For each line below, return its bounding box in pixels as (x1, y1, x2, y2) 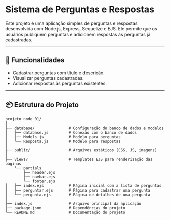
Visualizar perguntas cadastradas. (12, 75, 84, 81)
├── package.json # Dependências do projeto (5, 205, 125, 210)
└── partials (14, 165, 42, 171)
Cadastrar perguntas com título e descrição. (12, 70, 105, 76)
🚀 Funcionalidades (5, 56, 65, 65)
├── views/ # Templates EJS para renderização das (5, 156, 153, 162)
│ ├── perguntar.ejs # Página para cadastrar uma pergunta (5, 187, 151, 193)
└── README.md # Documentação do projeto (5, 210, 125, 215)
